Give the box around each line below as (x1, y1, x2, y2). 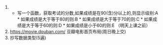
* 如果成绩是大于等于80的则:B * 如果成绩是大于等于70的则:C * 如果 (17, 16, 153, 22)
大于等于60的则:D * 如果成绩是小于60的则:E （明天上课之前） (26, 22, 151, 28)
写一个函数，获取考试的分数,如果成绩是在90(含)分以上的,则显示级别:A (17, 10, 159, 16)
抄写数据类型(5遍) (9, 35, 46, 41)
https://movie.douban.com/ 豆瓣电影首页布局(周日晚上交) (9, 29, 126, 34)
